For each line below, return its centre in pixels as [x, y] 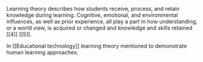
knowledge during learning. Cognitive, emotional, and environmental [92, 15]
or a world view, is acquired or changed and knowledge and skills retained [100, 28]
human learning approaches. [42, 52]
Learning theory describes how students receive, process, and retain [93, 9]
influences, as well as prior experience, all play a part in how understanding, [102, 21]
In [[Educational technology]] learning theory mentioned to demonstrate [97, 46]
